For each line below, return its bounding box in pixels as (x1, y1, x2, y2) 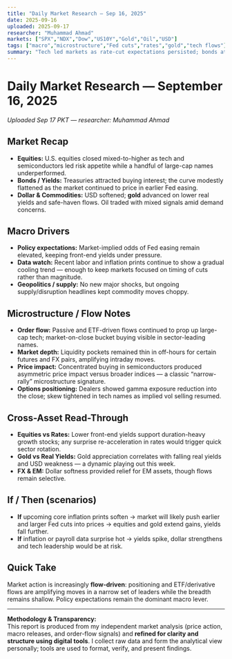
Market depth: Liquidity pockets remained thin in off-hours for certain (17, 348, 217, 356)
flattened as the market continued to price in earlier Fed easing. (17, 184, 198, 192)
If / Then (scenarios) (7, 494, 97, 506)
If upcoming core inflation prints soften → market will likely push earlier (17, 512, 220, 521)
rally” (17, 377, 32, 386)
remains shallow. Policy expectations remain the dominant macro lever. (7, 595, 209, 603)
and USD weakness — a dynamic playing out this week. (17, 460, 176, 468)
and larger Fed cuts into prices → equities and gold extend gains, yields (17, 520, 221, 528)
